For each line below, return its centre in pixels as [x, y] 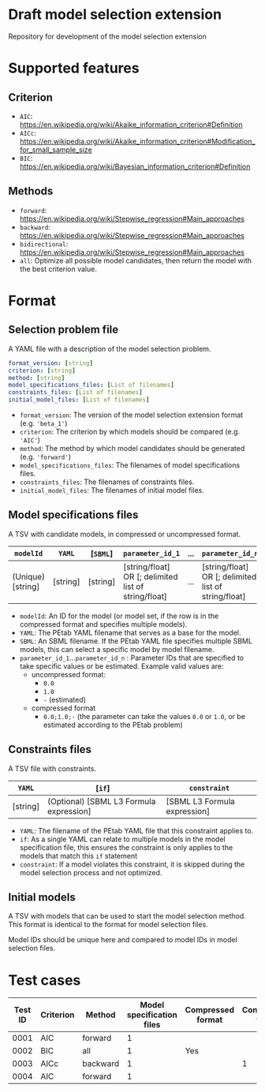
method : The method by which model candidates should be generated [132, 448]
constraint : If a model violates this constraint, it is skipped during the [132, 864]
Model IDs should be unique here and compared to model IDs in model [123, 940]
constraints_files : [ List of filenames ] [76, 393]
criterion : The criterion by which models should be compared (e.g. [130, 432]
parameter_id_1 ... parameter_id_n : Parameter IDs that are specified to [132, 658]
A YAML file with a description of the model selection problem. [110, 348]
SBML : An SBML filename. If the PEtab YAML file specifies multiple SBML [136, 641]
